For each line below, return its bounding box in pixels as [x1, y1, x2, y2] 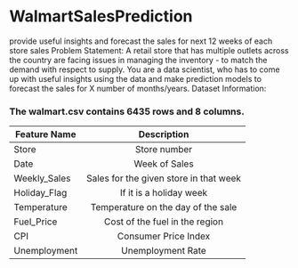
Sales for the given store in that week [85, 172, 242, 184]
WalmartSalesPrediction [9, 6, 193, 27]
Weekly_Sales [13, 172, 71, 184]
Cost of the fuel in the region [103, 215, 224, 228]
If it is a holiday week [119, 187, 207, 199]
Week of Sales [133, 158, 194, 170]
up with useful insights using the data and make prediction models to [9, 73, 262, 84]
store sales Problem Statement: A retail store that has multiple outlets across [9, 45, 289, 55]
